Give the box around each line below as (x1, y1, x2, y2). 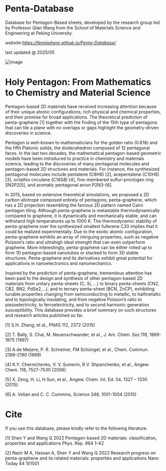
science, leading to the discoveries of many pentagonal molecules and (5, 160, 150, 167)
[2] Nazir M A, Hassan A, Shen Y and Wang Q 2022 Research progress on (5, 450, 156, 456)
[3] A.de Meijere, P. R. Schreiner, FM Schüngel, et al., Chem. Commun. (5, 347, 149, 353)
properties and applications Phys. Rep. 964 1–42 (5, 440, 104, 446)
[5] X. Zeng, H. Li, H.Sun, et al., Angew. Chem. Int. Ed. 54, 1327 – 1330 (5, 376, 148, 382)
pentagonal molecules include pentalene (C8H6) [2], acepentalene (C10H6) (5, 171, 160, 177)
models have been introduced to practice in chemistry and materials (5, 155, 145, 161)
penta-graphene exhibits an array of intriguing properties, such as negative (5, 234, 159, 239)
